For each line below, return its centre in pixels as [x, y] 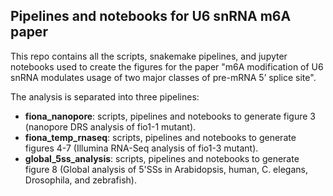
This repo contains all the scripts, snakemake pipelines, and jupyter [149, 56]
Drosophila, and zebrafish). [80, 180]
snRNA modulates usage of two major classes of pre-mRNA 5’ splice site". [163, 77]
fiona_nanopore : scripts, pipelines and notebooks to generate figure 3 [170, 116]
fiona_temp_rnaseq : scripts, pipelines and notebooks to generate [160, 137]
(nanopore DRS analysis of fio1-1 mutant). [110, 126]
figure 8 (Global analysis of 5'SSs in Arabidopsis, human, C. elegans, [166, 169]
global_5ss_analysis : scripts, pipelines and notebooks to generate [162, 158]
